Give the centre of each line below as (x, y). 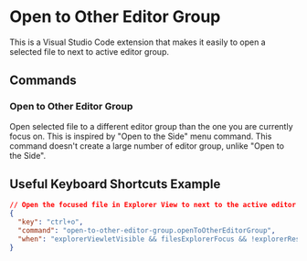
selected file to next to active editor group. (89, 51)
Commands (43, 81)
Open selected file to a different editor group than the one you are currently (152, 126)
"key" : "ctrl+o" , (51, 222)
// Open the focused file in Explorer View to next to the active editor (153, 205)
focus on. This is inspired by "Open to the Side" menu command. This (141, 136)
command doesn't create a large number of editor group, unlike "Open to (147, 146)
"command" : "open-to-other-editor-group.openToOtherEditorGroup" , (147, 231)
